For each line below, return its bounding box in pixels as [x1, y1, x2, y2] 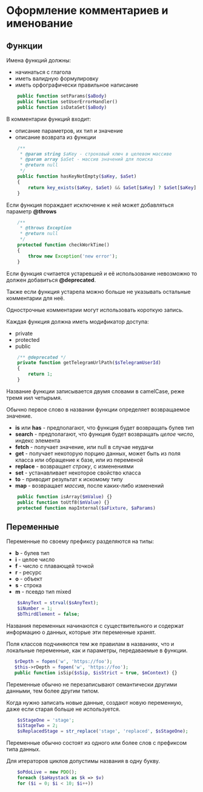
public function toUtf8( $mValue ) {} [17, 499, 110, 505]
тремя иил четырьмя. [6, 394, 62, 401]
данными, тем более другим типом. [6, 687, 99, 694]
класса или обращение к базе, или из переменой [15, 456, 144, 464]
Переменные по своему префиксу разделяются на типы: [6, 537, 155, 545]
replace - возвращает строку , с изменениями [15, 462, 135, 470]
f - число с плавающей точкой [15, 562, 94, 570]
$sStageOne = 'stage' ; [17, 717, 75, 723]
